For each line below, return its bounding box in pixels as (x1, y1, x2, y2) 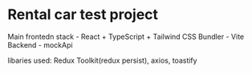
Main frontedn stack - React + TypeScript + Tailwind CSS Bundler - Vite (7, 32, 245, 41)
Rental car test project (7, 6, 158, 24)
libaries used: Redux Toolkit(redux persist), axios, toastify (7, 56, 197, 65)
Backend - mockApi (7, 40, 73, 49)
